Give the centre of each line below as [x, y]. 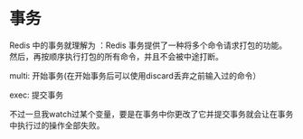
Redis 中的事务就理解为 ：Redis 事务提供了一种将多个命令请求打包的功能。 [148, 45]
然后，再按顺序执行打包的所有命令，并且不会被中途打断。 [116, 56]
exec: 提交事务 [37, 95]
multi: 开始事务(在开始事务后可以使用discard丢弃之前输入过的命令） [135, 75]
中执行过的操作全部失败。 [57, 125]
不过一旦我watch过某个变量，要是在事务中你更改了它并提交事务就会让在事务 [151, 114]
